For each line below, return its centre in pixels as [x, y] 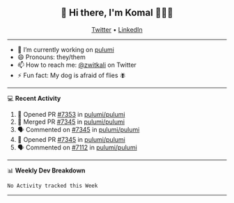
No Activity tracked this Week [53, 186]
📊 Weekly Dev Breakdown [46, 170]
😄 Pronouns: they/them [51, 57]
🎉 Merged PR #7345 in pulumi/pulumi [71, 122]
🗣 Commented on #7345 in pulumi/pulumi [78, 129]
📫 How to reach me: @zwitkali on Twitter [77, 65]
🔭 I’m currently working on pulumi [66, 49]
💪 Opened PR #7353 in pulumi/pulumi [71, 114]
